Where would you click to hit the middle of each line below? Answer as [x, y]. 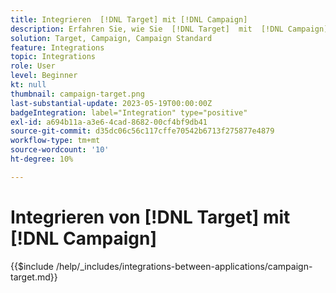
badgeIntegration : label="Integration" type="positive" [129, 112]
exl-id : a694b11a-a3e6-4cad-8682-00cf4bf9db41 [109, 122]
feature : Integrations [57, 47]
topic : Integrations [53, 57]
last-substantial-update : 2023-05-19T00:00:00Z [111, 103]
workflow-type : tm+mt [55, 141]
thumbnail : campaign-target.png [77, 94]
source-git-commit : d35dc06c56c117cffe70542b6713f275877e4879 [142, 131]
